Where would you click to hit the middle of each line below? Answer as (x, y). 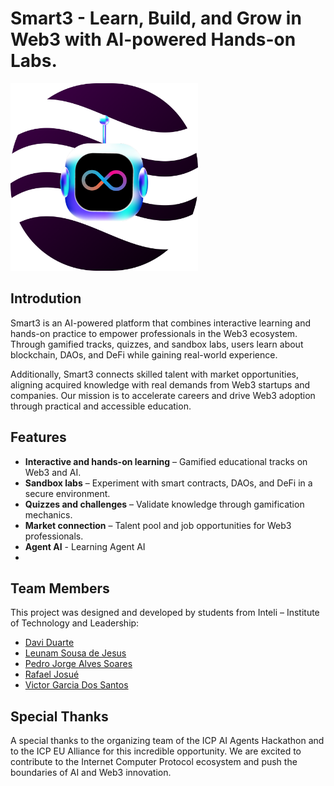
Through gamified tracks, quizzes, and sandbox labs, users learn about (157, 344)
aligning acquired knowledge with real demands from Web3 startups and (160, 384)
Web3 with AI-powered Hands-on (153, 39)
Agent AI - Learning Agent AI (85, 546)
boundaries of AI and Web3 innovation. (91, 773)
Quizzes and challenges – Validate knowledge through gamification (164, 504)
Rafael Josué (52, 674)
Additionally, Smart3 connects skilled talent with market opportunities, (154, 374)
